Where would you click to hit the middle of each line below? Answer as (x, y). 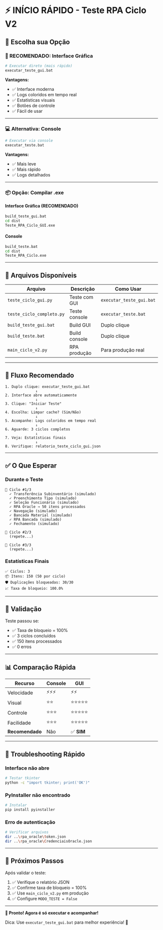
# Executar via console (29, 140)
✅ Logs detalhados (31, 175)
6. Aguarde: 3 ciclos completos (38, 429)
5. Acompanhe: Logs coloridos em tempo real (51, 421)
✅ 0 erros (22, 647)
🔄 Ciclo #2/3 (18, 532)
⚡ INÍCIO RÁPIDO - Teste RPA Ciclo (76, 10)
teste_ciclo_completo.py (36, 314)
